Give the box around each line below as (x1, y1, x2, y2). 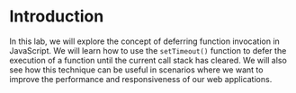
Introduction (9, 6, 104, 27)
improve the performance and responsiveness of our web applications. (9, 73, 273, 84)
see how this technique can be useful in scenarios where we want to (9, 64, 264, 75)
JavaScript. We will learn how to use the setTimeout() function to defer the (9, 45, 287, 55)
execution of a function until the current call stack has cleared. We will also (9, 55, 288, 65)
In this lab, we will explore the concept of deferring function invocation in (9, 36, 281, 46)
